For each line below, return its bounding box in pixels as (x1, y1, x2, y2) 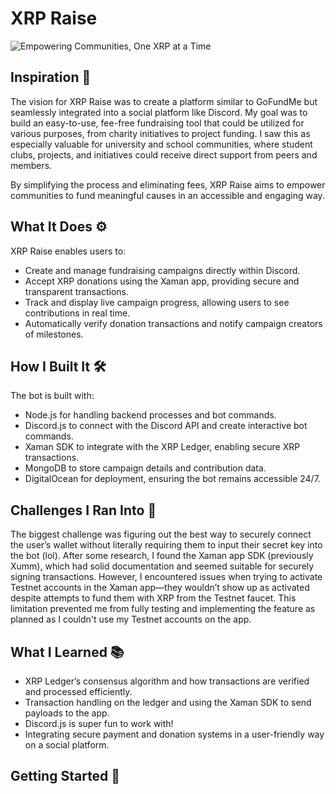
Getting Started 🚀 (10, 768, 121, 785)
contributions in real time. (24, 307, 131, 319)
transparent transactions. (24, 285, 130, 297)
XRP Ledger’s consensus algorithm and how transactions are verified (24, 675, 310, 687)
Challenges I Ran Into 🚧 (10, 502, 157, 519)
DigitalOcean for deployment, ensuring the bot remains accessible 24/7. (24, 473, 321, 485)
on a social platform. (24, 739, 110, 751)
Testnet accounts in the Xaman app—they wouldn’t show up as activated (10, 582, 310, 594)
